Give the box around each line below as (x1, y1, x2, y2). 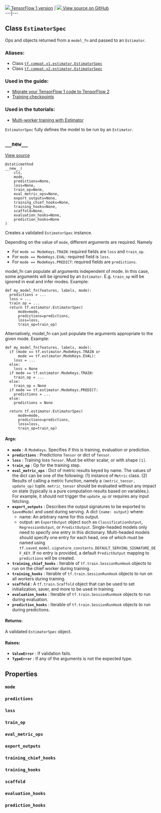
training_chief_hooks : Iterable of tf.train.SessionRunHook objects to (12, 560, 151, 566)
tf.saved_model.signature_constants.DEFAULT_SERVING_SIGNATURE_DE (19, 545, 156, 551)
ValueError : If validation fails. (12, 651, 72, 657)
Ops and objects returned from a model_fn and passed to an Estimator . (5, 37, 146, 43)
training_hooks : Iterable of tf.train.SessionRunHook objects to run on (12, 571, 153, 576)
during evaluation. (12, 596, 48, 602)
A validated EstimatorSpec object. (5, 628, 72, 634)
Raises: (5, 640, 20, 645)
